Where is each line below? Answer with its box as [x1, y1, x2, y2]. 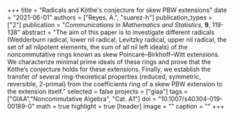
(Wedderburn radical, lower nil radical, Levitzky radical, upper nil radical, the [7, 36, 227, 44]
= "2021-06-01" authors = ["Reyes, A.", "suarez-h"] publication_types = [7, 13, 213, 22]
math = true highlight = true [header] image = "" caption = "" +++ [36, 102, 225, 110]
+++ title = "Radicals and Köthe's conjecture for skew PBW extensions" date [7, 6, 227, 14]
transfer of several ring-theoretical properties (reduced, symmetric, [7, 72, 201, 81]
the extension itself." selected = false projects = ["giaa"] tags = [7, 87, 189, 95]
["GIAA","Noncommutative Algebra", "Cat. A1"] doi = [7, 95, 157, 103]
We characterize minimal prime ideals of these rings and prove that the [7, 58, 212, 65]
